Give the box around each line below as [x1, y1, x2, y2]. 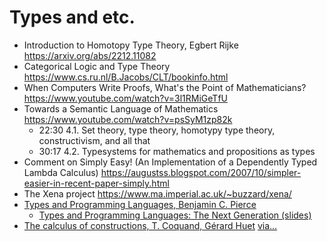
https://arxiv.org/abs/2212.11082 [23, 49, 157, 61]
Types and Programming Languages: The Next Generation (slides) [38, 209, 312, 221]
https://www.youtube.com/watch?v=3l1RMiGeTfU [23, 92, 228, 104]
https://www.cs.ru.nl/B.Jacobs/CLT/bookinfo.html [23, 71, 229, 83]
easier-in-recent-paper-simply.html [23, 177, 170, 189]
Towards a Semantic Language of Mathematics [23, 102, 219, 115]
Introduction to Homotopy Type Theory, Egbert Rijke [23, 39, 239, 51]
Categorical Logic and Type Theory [23, 60, 171, 72]
